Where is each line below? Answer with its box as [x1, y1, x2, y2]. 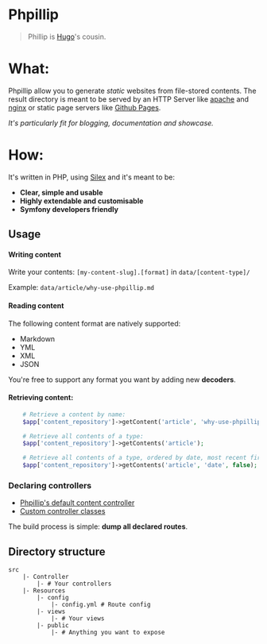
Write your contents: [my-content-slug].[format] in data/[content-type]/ [8, 268, 250, 277]
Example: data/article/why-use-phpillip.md [8, 283, 155, 292]
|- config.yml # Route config [50, 601, 151, 609]
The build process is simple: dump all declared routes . [8, 522, 188, 531]
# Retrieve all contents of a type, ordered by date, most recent [22, 454, 247, 462]
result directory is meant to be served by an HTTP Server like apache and [8, 94, 249, 104]
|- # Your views [50, 615, 105, 623]
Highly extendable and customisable [19, 196, 144, 206]
